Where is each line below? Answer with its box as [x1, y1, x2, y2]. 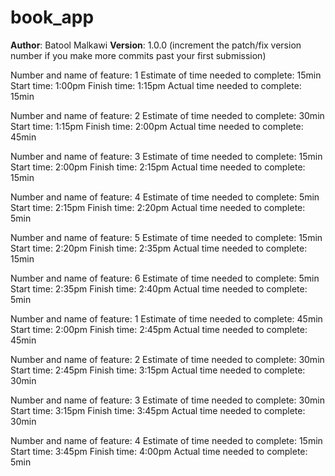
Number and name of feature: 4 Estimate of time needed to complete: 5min [10, 191, 320, 203]
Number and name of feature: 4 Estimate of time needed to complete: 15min [10, 434, 323, 446]
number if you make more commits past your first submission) [10, 49, 267, 61]
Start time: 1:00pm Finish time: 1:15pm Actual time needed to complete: [10, 79, 302, 91]
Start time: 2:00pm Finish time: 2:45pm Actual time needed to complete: [10, 323, 308, 335]
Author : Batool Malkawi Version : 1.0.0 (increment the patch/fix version [10, 39, 302, 51]
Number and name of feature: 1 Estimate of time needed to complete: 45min [10, 312, 323, 325]
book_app [10, 6, 95, 29]
